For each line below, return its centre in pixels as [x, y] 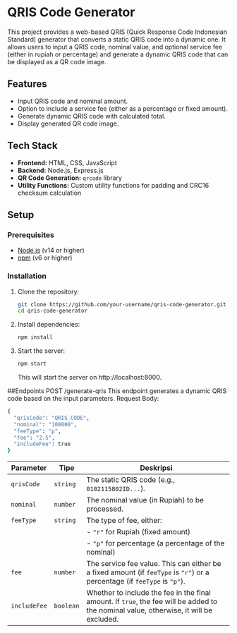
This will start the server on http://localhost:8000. [90, 378]
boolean [67, 606]
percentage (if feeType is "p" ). [136, 581]
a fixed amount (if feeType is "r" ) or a [148, 572]
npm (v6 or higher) [45, 258]
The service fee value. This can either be [154, 564]
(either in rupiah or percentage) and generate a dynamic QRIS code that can [118, 54]
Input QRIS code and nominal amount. [73, 101]
